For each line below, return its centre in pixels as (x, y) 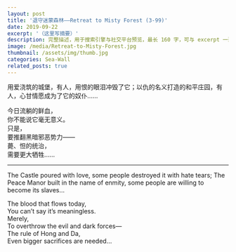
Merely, (18, 218)
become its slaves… (36, 190)
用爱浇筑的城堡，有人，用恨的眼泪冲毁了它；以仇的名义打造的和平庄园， (112, 87)
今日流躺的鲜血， (32, 110)
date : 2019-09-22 (33, 27)
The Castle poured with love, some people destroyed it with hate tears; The (116, 175)
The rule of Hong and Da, (44, 233)
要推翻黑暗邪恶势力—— (41, 137)
